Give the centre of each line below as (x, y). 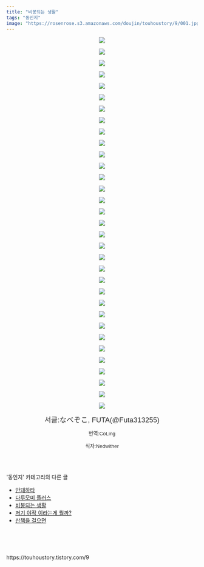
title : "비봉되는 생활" (32, 12)
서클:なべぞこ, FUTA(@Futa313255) (102, 420)
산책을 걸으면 (31, 521)
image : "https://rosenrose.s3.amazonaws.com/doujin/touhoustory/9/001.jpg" (104, 23)
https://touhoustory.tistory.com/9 (48, 557)
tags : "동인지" (24, 18)
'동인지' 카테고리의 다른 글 (37, 477)
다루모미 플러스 (33, 498)
